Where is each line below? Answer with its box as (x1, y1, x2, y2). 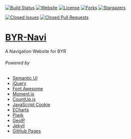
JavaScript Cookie (12, 102, 51, 108)
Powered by (5, 60, 30, 66)
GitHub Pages (12, 128, 41, 134)
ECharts (12, 107, 29, 113)
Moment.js (12, 91, 34, 97)
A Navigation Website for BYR (5, 48, 66, 54)
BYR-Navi (5, 32, 46, 43)
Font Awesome (12, 86, 43, 92)
